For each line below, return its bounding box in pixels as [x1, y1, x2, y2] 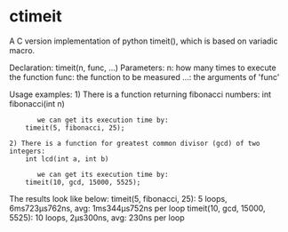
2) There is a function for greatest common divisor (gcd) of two [9, 139, 260, 148]
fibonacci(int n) [9, 98, 65, 108]
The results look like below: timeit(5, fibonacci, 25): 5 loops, [9, 193, 228, 204]
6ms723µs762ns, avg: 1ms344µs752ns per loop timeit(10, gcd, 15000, [9, 203, 266, 213]
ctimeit [9, 6, 62, 27]
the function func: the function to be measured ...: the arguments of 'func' [9, 71, 280, 82]
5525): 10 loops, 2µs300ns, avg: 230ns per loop [9, 212, 185, 223]
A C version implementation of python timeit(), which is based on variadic [9, 36, 278, 46]
